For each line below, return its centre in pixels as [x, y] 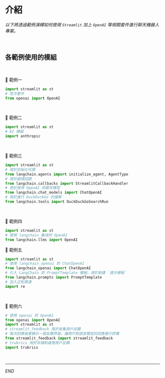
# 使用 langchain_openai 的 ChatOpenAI [45, 264]
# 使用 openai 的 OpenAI [29, 315]
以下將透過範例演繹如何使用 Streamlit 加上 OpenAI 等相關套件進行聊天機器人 [82, 25]
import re [15, 286]
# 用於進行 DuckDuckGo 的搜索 [33, 197]
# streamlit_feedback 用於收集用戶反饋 [43, 329]
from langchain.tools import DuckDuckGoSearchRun [57, 202]
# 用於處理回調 [18, 179]
